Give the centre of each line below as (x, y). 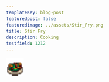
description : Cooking (33, 37)
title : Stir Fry (26, 31)
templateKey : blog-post (35, 12)
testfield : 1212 (26, 44)
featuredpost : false (31, 19)
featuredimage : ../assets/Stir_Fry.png (55, 25)
